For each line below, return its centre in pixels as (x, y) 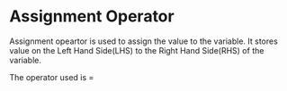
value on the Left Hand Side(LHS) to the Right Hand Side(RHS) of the (137, 50)
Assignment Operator (92, 17)
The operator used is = (52, 77)
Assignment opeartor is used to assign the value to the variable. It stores (144, 41)
